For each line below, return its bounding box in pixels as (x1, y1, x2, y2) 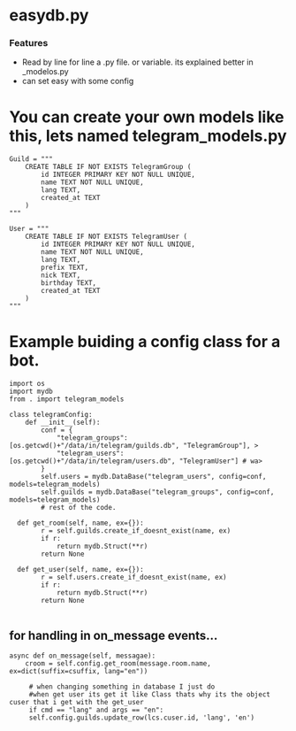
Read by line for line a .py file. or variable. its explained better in (21, 57, 254, 67)
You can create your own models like (9, 107, 285, 127)
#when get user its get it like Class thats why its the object (28, 690, 271, 699)
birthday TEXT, (41, 279, 97, 288)
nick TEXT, (41, 271, 81, 280)
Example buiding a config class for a (9, 331, 281, 351)
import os (9, 380, 46, 389)
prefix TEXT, (41, 263, 89, 273)
